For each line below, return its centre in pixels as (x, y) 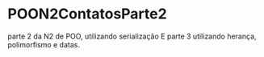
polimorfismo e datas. (44, 44)
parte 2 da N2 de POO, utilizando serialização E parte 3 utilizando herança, (132, 36)
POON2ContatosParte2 (87, 14)
